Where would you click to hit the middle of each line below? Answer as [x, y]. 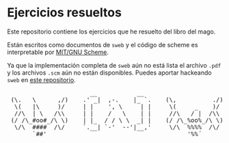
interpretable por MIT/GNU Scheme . [58, 52]
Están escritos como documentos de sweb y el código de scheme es [103, 44]
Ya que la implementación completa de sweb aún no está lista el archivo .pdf [114, 65]
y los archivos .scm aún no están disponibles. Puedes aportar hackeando [109, 73]
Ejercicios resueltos [64, 13]
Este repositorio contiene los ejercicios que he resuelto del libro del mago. [111, 31]
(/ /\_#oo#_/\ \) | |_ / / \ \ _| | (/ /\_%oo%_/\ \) [117, 120]
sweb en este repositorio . [42, 79]
